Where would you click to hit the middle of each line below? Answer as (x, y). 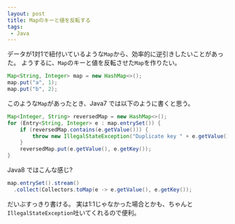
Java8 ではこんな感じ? (40, 170)
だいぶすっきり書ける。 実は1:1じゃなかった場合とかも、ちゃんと (100, 204)
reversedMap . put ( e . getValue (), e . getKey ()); (86, 149)
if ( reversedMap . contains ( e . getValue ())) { (84, 129)
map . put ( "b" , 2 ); (33, 89)
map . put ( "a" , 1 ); (33, 83)
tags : (15, 27)
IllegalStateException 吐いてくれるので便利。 (74, 212)
